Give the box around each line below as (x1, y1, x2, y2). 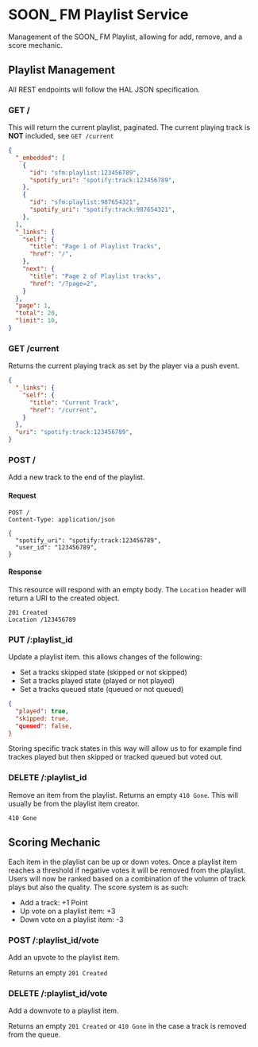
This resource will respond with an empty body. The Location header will (8, 584, 247, 594)
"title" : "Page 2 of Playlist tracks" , (29, 272, 161, 280)
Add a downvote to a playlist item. (8, 1006, 119, 1016)
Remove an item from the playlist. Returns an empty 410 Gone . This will (8, 790, 238, 799)
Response (8, 567, 42, 576)
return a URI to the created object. (8, 593, 120, 603)
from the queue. (8, 1029, 61, 1040)
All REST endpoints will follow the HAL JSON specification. (8, 84, 200, 94)
